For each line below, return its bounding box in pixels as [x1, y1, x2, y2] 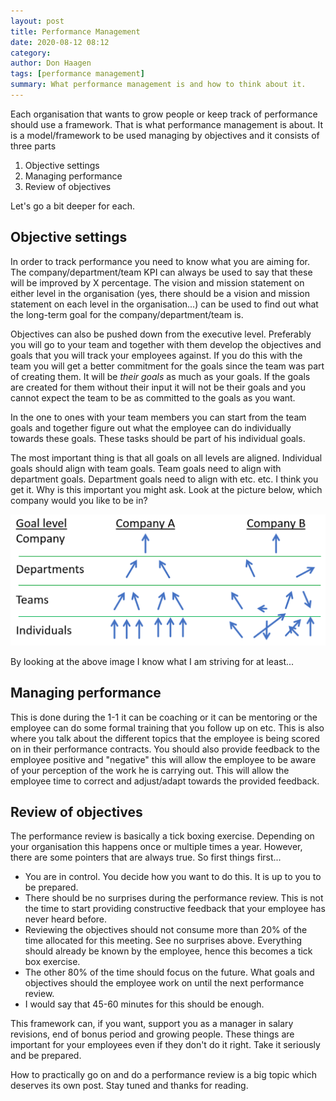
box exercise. [24, 956, 81, 968]
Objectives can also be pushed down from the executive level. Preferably [10, 328, 312, 340]
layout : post [10, 16, 65, 26]
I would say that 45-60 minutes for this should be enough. [24, 998, 265, 1010]
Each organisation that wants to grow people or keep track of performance [10, 108, 318, 120]
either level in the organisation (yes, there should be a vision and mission [10, 287, 310, 299]
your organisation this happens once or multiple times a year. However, [10, 841, 303, 853]
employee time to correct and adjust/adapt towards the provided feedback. [10, 775, 320, 787]
